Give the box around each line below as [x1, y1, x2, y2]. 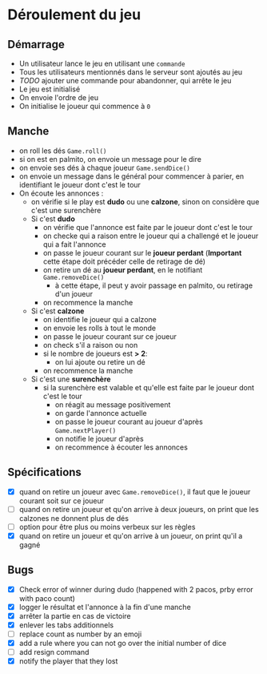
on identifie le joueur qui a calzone [42, 314, 157, 324]
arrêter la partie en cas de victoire [18, 611, 131, 620]
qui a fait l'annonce [42, 239, 106, 249]
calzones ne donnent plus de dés [18, 513, 130, 523]
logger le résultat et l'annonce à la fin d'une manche [18, 602, 191, 611]
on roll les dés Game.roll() [18, 146, 107, 155]
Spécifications [7, 466, 82, 479]
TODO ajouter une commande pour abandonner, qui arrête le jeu [18, 76, 232, 85]
